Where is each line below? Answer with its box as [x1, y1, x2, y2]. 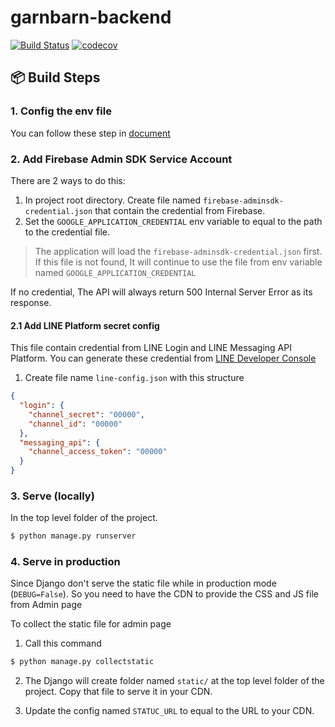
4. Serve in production [10, 555, 121, 569]
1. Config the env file [10, 104, 112, 118]
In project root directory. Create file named [24, 194, 202, 206]
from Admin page [10, 599, 83, 611]
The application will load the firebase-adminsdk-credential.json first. [34, 245, 323, 257]
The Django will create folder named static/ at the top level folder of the [24, 675, 325, 687]
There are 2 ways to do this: [10, 174, 126, 186]
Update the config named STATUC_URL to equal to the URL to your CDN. [24, 705, 315, 717]
